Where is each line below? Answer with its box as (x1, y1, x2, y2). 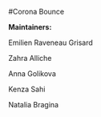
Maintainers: (8, 22, 52, 31)
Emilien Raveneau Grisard (8, 38, 94, 47)
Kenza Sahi (8, 84, 46, 94)
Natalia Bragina (8, 100, 59, 109)
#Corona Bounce (8, 7, 65, 16)
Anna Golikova (8, 69, 56, 79)
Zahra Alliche (8, 54, 52, 63)
